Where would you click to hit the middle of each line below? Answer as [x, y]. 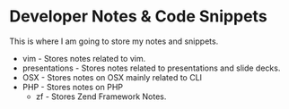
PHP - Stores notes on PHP [73, 87]
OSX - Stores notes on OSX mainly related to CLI [112, 77]
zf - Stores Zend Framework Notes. [101, 96]
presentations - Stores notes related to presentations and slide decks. [151, 68]
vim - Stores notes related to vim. [84, 58]
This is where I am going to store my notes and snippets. [114, 41]
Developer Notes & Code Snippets [138, 17]
